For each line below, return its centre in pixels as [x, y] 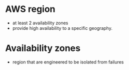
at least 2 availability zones [40, 23]
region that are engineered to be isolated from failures [68, 62]
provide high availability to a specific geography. [62, 28]
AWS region [30, 9]
